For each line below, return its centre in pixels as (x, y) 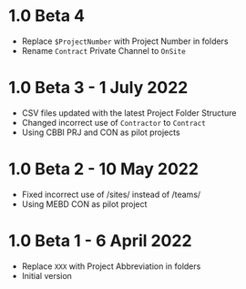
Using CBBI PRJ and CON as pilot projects (101, 132)
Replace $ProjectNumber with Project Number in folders (125, 41)
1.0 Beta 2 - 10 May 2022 (104, 169)
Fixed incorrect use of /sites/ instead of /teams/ (111, 194)
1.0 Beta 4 (47, 16)
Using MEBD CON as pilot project (84, 204)
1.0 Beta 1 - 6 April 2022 (100, 241)
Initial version (46, 275)
